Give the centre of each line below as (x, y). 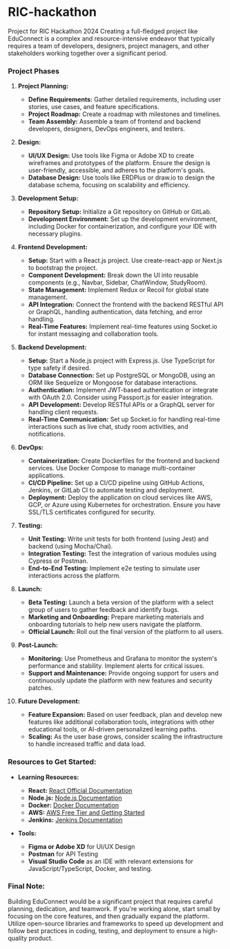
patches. (41, 688)
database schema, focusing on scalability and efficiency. (109, 185)
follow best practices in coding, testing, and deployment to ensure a (105, 930)
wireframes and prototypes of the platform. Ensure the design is (119, 163)
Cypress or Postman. (58, 561)
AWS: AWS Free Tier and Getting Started (86, 812)
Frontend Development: (53, 247)
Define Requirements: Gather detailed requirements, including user (125, 99)
